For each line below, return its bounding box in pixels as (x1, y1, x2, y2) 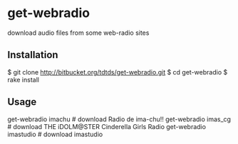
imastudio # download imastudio (7, 130, 103, 138)
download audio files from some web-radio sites (7, 28, 150, 37)
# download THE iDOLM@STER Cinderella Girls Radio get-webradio (7, 122, 207, 131)
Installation (7, 49, 58, 61)
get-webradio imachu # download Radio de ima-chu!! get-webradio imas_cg (7, 115, 232, 123)
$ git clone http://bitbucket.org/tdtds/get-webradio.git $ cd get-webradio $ (7, 67, 228, 76)
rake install (7, 75, 39, 84)
